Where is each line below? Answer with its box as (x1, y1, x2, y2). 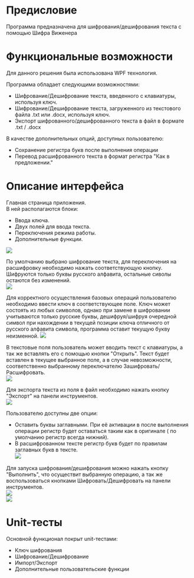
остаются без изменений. (6, 276, 71, 283)
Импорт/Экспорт (14, 559, 58, 566)
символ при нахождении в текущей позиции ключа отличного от (6, 319, 170, 326)
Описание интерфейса (6, 180, 124, 193)
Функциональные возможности (6, 50, 173, 64)
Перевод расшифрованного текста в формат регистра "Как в (14, 153, 170, 160)
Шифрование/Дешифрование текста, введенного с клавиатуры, (14, 92, 176, 99)
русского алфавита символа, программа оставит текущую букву (6, 325, 170, 332)
